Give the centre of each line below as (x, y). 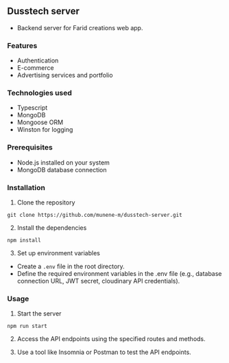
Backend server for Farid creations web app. (80, 27)
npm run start (27, 326)
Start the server (39, 314)
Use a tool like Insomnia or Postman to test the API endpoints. (104, 352)
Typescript (32, 108)
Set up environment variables (59, 253)
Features (22, 45)
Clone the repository (46, 202)
